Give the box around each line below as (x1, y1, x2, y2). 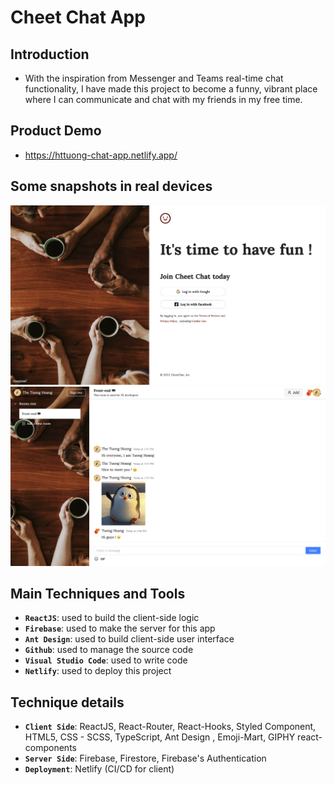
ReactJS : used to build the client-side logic (24, 612, 200, 624)
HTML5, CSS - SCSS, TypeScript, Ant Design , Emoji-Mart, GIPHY (24, 731, 296, 743)
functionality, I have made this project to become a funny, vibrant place (24, 83, 318, 95)
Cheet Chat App (10, 6, 146, 29)
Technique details (10, 694, 125, 711)
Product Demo (10, 122, 102, 140)
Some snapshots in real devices (10, 178, 213, 195)
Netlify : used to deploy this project (24, 665, 172, 677)
